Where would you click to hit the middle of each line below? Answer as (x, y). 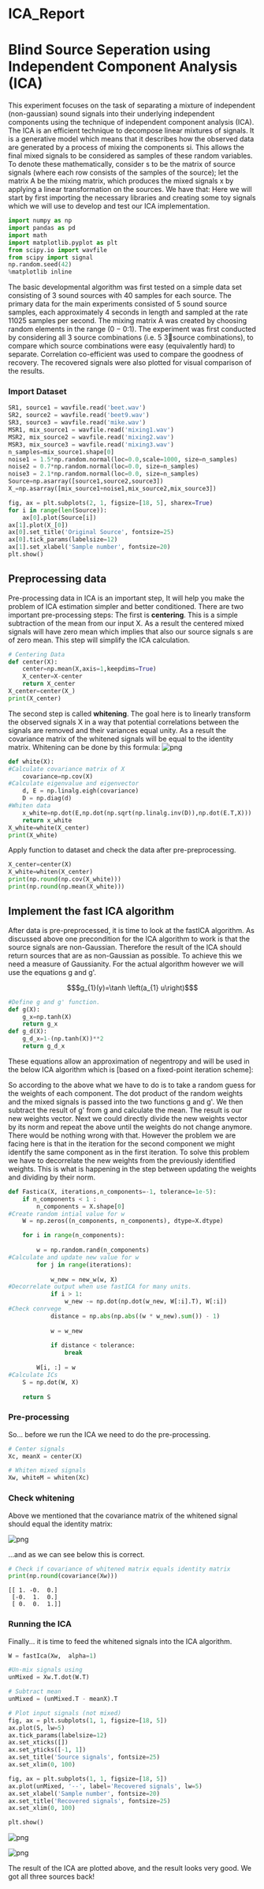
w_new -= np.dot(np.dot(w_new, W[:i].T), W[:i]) (145, 1302)
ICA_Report (46, 14)
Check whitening (41, 1498)
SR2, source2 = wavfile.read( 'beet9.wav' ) (79, 416)
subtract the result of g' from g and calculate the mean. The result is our (125, 1110)
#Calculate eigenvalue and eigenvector (74, 784)
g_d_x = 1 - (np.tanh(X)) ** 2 (63, 1039)
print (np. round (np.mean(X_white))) (67, 887)
